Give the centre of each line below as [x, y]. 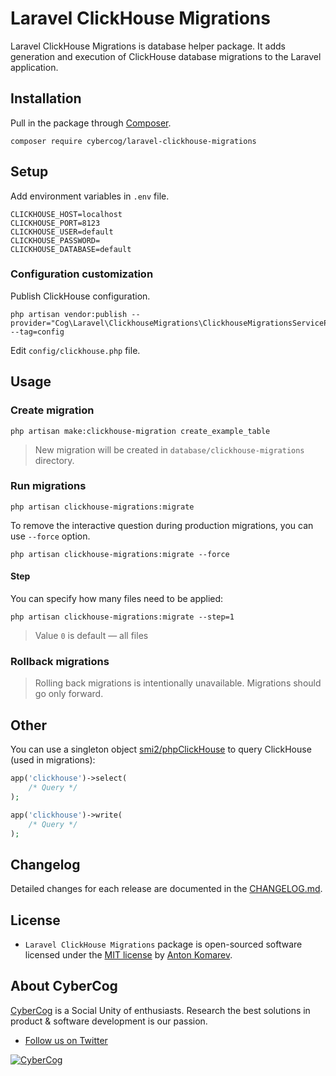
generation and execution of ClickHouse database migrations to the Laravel [166, 56]
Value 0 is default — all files [91, 636]
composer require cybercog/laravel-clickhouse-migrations [133, 141]
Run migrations [48, 486]
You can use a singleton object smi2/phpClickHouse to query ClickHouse [161, 749]
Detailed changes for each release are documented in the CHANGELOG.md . [166, 889]
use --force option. [50, 536]
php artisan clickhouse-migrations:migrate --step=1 [122, 617]
